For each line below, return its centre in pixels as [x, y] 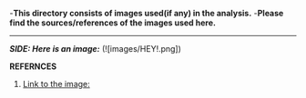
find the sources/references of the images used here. [113, 23]
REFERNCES [33, 66]
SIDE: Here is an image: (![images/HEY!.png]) [96, 49]
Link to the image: [56, 84]
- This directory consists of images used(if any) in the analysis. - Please [147, 13]
